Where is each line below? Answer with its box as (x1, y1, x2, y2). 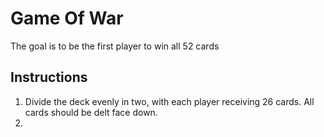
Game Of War (10, 7, 124, 30)
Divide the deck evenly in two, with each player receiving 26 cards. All (24, 95, 315, 107)
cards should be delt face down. (24, 106, 158, 118)
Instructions (10, 69, 88, 86)
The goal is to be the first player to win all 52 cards (10, 40, 220, 52)
